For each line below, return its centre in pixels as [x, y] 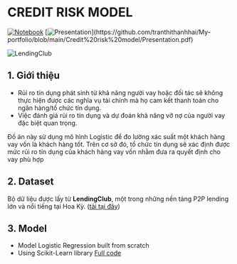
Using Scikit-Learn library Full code [69, 253]
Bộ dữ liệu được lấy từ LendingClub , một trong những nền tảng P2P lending [118, 199]
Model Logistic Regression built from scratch [83, 246]
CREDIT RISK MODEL [70, 12]
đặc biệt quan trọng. [47, 123]
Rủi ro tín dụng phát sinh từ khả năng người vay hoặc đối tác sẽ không [120, 92]
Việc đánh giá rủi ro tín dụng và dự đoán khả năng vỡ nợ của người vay [121, 115]
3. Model [27, 228]
